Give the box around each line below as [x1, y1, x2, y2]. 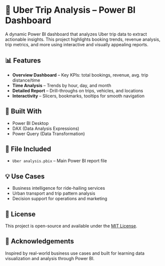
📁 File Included [5, 145, 52, 153]
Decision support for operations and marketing [12, 196, 107, 202]
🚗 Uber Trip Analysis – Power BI [5, 4, 136, 16]
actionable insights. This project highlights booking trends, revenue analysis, [5, 36, 161, 42]
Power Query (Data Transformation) [12, 130, 85, 137]
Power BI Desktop [12, 120, 49, 126]
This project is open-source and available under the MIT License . [5, 223, 137, 229]
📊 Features [5, 57, 41, 65]
